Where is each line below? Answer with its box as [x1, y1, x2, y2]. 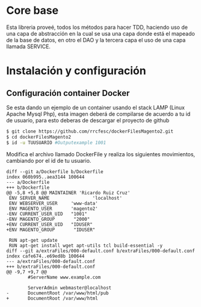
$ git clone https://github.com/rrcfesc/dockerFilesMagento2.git [6, 128, 173, 135]
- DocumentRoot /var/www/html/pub [6, 290, 110, 296]
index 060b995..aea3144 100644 [6, 174, 85, 180]
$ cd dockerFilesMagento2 [6, 134, 71, 140]
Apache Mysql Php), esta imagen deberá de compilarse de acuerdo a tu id [6, 110, 191, 118]
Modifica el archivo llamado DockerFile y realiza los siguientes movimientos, [6, 150, 196, 157]
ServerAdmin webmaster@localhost [28, 285, 112, 291]
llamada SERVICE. [6, 43, 51, 50]
